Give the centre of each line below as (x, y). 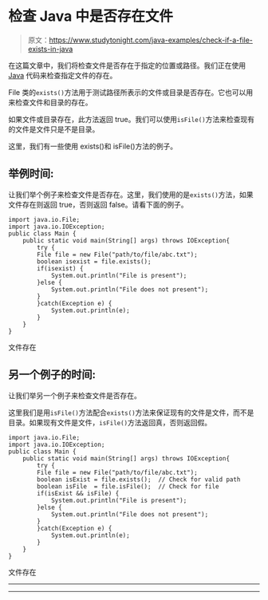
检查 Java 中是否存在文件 (91, 16)
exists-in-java (50, 49)
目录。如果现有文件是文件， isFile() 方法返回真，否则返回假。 (110, 422)
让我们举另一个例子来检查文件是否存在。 (75, 395)
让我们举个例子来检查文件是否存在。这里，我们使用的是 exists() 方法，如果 (131, 194)
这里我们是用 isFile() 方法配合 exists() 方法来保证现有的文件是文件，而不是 (131, 412)
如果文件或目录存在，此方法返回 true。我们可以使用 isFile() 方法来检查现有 (132, 119)
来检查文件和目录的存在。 (50, 102)
